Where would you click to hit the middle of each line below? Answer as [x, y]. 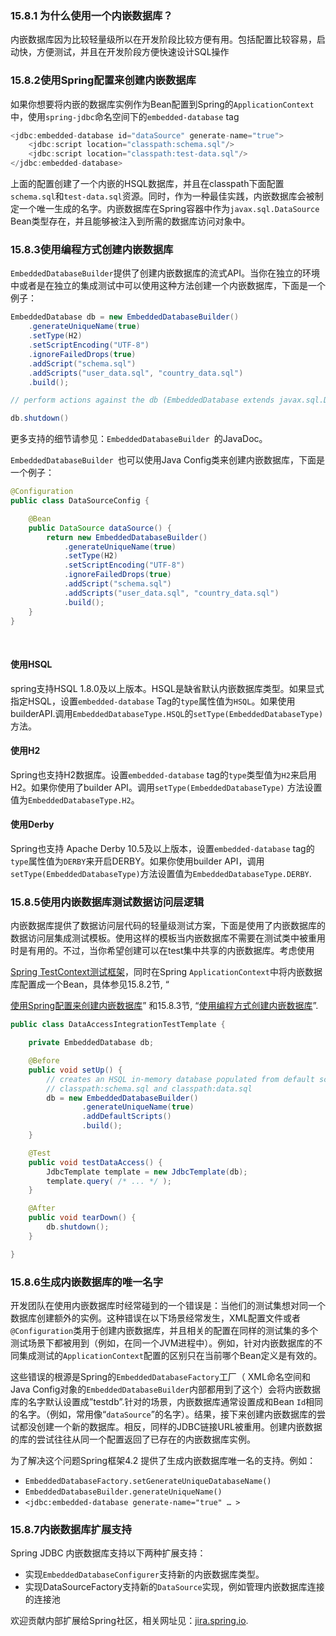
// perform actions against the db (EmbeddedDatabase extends [142, 400]
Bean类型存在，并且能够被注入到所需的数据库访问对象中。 [130, 221]
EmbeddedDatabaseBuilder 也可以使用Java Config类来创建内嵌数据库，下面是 [168, 460]
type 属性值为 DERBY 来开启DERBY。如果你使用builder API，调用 [137, 861]
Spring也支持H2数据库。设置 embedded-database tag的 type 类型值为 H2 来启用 [163, 774]
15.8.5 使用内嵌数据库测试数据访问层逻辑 [107, 902]
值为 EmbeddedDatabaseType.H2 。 [75, 799]
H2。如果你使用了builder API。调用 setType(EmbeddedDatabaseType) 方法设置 [166, 787]
